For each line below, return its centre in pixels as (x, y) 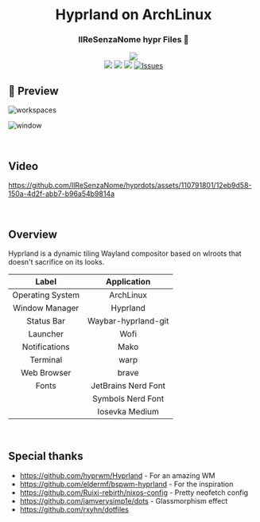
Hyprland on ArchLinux (134, 15)
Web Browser (46, 372)
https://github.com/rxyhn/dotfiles (74, 509)
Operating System (46, 295)
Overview (33, 234)
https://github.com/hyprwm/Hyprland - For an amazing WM (117, 475)
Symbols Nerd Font (128, 398)
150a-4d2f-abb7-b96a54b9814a (62, 194)
